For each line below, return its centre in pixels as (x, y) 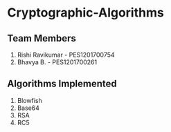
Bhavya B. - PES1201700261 (57, 62)
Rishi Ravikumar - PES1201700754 (66, 55)
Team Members (42, 38)
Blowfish (30, 100)
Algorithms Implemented (62, 84)
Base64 (28, 108)
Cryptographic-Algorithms (85, 13)
